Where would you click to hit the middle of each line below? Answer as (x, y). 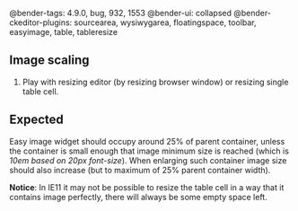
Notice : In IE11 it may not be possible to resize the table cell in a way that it (147, 187)
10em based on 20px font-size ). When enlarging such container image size (148, 160)
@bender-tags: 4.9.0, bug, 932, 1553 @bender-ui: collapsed (120, 13)
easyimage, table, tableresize (64, 32)
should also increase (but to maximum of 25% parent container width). (140, 170)
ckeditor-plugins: (41, 22)
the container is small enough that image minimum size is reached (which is (149, 151)
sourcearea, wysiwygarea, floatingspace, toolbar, (166, 22)
